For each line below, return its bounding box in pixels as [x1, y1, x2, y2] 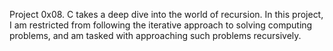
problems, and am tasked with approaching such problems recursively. [9, 30, 302, 41]
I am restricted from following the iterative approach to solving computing [9, 19, 313, 31]
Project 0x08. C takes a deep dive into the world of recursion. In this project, [9, 9, 324, 20]
